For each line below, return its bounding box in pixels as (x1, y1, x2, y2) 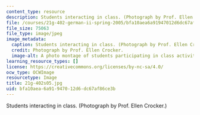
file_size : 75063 (6, 25, 49, 31)
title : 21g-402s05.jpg (6, 81, 62, 87)
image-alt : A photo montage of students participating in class (11, 53, 174, 59)
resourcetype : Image (6, 75, 58, 81)
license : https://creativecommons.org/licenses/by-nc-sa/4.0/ (6, 63, 164, 70)
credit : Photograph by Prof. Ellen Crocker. (11, 47, 124, 53)
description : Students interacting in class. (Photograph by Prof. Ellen (6, 14, 193, 20)
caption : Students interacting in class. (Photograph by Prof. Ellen (11, 42, 187, 48)
